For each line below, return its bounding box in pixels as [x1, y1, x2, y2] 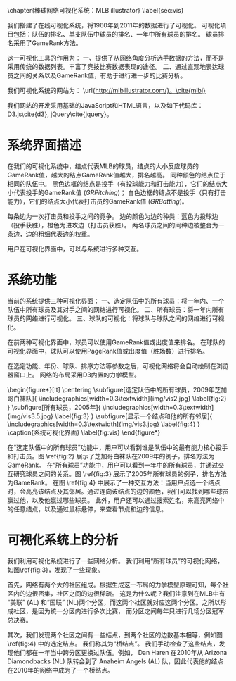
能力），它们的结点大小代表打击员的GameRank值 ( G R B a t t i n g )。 [7, 196, 188, 206]
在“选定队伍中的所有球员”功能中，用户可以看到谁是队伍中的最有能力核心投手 [7, 443, 228, 451]
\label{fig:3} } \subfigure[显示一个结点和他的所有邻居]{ [55, 411, 213, 420]
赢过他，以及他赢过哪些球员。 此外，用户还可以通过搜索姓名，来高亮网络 [7, 496, 218, 504]
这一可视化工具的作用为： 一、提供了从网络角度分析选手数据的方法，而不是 [7, 54, 225, 62]
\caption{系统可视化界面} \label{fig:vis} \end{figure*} [7, 428, 160, 437]
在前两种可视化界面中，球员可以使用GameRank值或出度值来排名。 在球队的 [7, 337, 225, 346]
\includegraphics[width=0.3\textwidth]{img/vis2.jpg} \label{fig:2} [38, 394, 227, 403]
